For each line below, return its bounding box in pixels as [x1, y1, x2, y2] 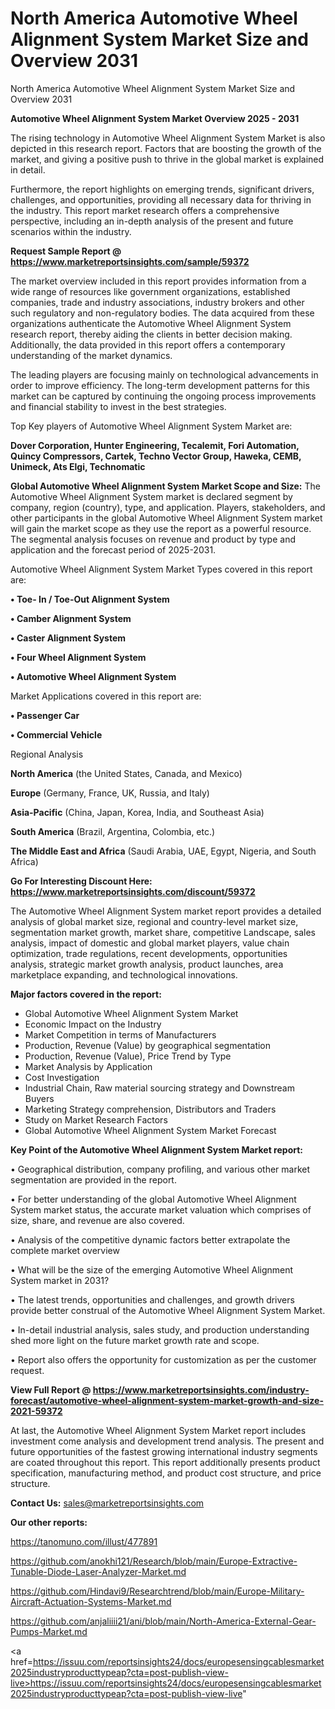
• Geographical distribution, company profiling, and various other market [10, 1163, 311, 1175]
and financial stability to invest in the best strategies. [10, 400, 227, 412]
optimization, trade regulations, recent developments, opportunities [10, 947, 288, 959]
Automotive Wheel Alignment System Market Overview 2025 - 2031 [10, 112, 300, 124]
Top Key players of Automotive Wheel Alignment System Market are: [10, 420, 293, 432]
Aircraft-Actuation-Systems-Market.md [10, 1595, 172, 1607]
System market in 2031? [10, 1274, 110, 1286]
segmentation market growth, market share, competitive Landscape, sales [10, 926, 316, 938]
